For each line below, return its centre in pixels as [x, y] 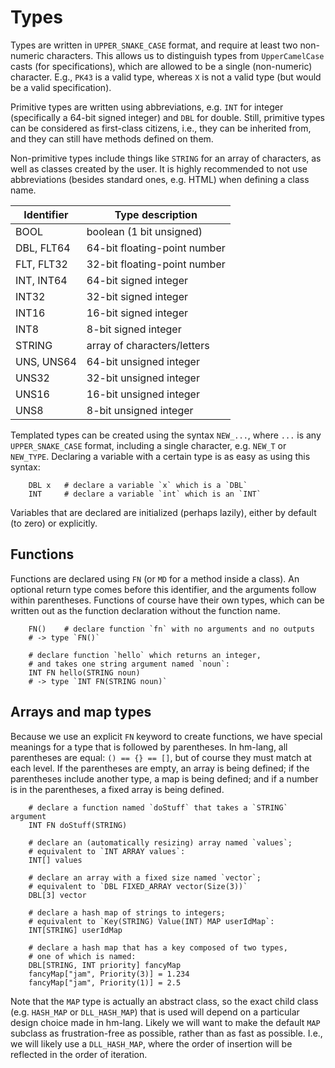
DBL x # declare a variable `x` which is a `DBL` [138, 485]
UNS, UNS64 [46, 361]
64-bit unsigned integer [143, 361]
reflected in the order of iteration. [79, 1054]
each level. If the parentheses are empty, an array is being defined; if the [160, 768]
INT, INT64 [41, 280]
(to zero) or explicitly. [54, 523]
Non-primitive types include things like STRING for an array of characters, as [166, 158]
